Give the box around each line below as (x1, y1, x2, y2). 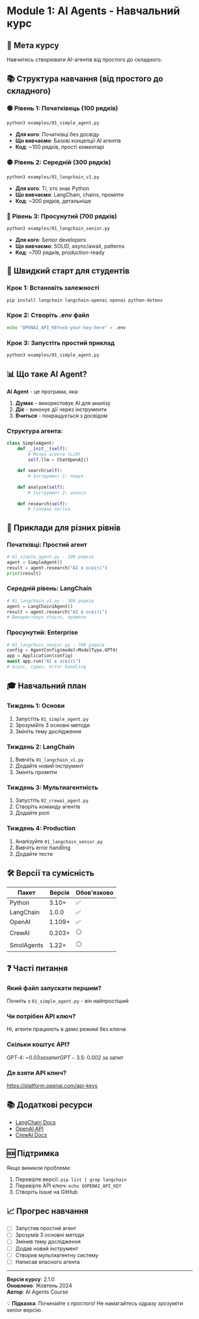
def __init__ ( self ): (17, 445, 68, 451)
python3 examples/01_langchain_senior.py (6, 226, 110, 232)
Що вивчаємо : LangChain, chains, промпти (15, 191, 124, 198)
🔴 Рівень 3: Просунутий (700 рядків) (6, 212, 118, 220)
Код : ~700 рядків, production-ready (15, 249, 105, 256)
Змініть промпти (15, 768, 57, 775)
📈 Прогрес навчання (6, 1206, 89, 1216)
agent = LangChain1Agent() (6, 603, 73, 609)
